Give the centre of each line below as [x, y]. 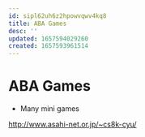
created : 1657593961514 [49, 46]
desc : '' [23, 31]
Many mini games [49, 109]
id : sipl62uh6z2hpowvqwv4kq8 [58, 16]
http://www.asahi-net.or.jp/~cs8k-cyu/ [72, 124]
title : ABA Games [38, 24]
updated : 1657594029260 [49, 39]
